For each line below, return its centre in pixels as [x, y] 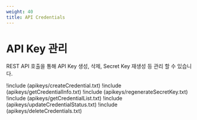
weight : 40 [20, 12]
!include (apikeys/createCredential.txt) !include [64, 86]
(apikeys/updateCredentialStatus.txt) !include [62, 104]
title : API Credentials [36, 17]
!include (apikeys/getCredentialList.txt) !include [64, 99]
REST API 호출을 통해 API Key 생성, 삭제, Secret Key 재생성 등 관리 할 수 [91, 66]
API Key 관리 [37, 49]
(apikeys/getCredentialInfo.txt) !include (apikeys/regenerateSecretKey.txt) [97, 92]
